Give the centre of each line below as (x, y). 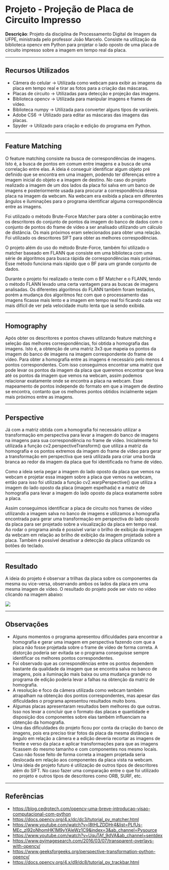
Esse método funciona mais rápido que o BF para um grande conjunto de (81, 264)
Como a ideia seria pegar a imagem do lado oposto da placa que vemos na (83, 472)
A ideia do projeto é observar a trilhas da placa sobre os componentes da (81, 578)
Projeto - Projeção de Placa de (69, 9)
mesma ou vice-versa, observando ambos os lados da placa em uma (77, 584)
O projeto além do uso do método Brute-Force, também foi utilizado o (77, 247)
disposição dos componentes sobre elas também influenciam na (79, 717)
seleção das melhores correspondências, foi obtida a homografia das (77, 343)
